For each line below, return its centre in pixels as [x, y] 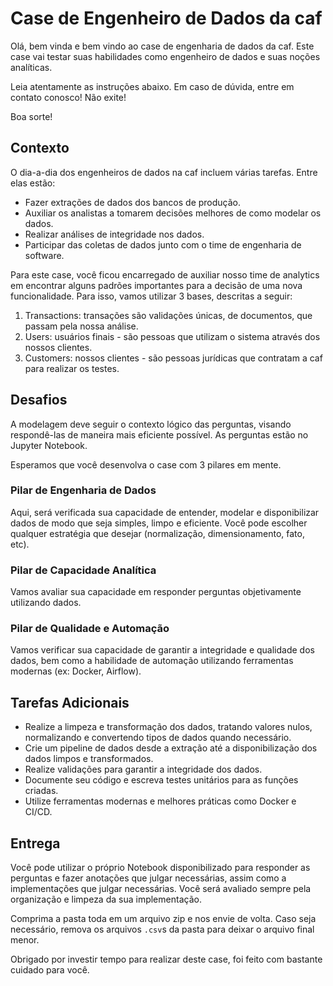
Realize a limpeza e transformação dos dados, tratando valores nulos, [168, 727]
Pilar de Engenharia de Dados [83, 490]
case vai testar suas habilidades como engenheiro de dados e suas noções [165, 56]
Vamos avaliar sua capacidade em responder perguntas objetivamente [156, 592]
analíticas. [31, 67]
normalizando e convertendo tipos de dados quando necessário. [158, 738]
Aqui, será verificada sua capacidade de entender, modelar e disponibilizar [165, 512]
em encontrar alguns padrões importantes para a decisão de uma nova [156, 285]
